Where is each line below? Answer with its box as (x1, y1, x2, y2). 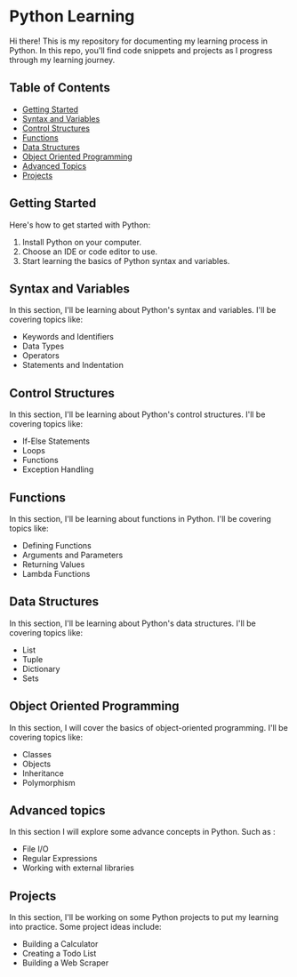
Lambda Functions (21, 569, 91, 579)
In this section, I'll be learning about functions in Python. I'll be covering (9, 514, 271, 524)
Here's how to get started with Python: (9, 220, 151, 230)
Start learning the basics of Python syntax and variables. (21, 255, 230, 266)
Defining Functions (21, 541, 92, 550)
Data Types (21, 340, 65, 352)
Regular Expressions (21, 853, 98, 864)
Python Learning (9, 6, 135, 27)
